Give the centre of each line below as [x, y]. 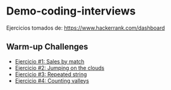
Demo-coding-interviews [71, 11]
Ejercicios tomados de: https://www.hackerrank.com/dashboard [86, 28]
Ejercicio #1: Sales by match [50, 61]
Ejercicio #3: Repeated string [51, 74]
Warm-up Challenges [47, 47]
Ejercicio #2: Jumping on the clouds [60, 68]
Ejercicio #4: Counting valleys [52, 80]
